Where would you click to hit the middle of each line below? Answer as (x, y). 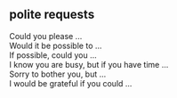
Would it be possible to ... (56, 45)
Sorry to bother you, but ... (58, 74)
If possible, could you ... (53, 55)
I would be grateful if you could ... (71, 83)
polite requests (52, 15)
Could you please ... (46, 36)
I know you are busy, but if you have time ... (89, 64)
